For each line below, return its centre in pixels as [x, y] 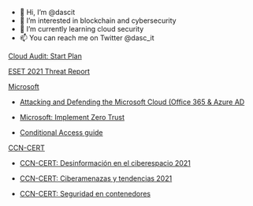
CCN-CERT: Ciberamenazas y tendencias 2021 [96, 178]
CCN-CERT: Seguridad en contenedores [85, 194]
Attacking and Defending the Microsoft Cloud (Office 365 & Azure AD [132, 102]
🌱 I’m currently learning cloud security [82, 29]
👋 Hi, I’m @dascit [47, 12]
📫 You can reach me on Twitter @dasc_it [87, 38]
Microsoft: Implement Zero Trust [72, 117]
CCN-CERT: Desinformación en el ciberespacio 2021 [105, 163]
